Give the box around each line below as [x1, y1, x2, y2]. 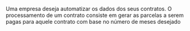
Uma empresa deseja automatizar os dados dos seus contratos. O [5, 5, 172, 12]
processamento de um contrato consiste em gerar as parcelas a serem [5, 12, 184, 19]
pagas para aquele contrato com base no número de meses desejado [5, 18, 181, 25]
